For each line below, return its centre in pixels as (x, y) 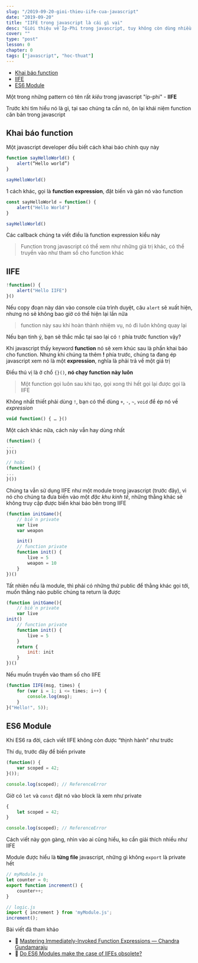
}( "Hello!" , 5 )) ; (27, 708)
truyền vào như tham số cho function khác (72, 253)
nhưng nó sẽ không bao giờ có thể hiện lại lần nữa (67, 313)
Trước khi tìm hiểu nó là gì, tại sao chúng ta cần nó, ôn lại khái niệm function (99, 108)
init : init (41, 652)
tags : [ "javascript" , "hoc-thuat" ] (50, 56)
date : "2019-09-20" (30, 17)
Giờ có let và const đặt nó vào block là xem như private (74, 795)
